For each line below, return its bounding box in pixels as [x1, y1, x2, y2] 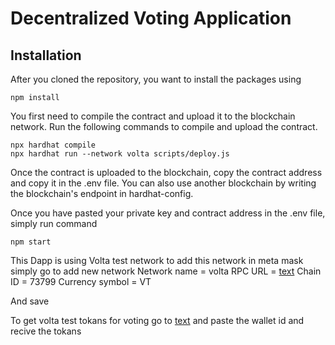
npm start [10, 237, 52, 247]
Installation [10, 47, 82, 64]
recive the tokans [10, 325, 82, 337]
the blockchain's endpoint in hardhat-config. [10, 188, 194, 199]
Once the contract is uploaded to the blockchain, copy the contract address [10, 167, 323, 178]
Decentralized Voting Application [10, 7, 292, 30]
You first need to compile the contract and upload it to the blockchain [10, 110, 296, 122]
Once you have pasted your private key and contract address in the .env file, [10, 207, 326, 219]
